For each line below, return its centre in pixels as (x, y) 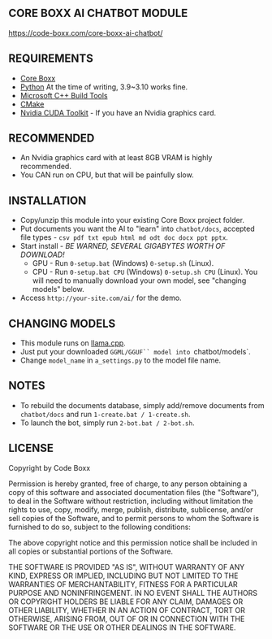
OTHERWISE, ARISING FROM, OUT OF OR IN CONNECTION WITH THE (127, 619)
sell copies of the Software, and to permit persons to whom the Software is (134, 518)
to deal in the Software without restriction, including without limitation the (131, 501)
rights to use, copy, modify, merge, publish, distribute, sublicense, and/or (131, 509)
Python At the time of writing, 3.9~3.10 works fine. (104, 87)
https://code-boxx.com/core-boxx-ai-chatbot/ (86, 33)
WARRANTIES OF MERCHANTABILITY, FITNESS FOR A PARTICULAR (123, 584)
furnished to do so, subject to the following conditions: (99, 527)
